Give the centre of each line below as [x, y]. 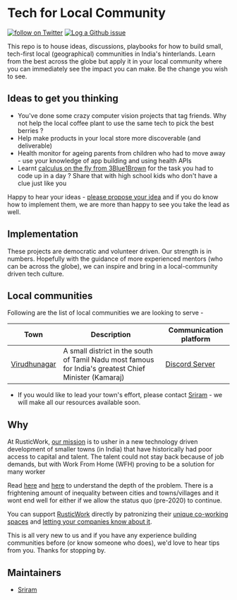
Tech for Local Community [86, 13]
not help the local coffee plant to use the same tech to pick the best [116, 123]
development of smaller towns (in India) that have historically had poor [110, 449]
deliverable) [35, 146]
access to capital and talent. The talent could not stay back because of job [116, 457]
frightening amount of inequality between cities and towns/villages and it [113, 493]
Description [111, 335]
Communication [196, 330]
